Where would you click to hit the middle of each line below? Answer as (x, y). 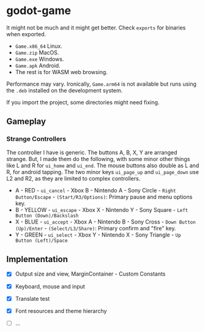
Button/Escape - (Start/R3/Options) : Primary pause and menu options (104, 197)
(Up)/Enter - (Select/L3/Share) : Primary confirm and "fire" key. (95, 228)
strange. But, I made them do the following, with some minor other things (98, 159)
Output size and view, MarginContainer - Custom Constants (90, 274)
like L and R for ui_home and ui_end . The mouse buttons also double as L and (103, 165)
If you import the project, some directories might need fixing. (83, 102)
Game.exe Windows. (39, 59)
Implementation (37, 259)
